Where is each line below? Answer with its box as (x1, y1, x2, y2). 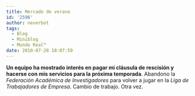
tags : (6, 25, 20, 32)
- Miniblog (11, 36, 39, 42)
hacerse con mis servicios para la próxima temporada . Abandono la (6, 70, 175, 78)
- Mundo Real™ (11, 42, 46, 48)
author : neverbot (6, 20, 49, 26)
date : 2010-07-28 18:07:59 (6, 48, 73, 54)
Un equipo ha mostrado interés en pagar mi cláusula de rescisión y (6, 64, 174, 71)
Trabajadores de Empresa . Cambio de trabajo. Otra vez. (6, 83, 144, 90)
